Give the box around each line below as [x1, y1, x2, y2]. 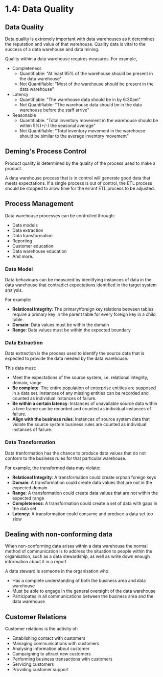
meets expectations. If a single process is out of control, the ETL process [5, 180, 153, 186]
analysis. [5, 287, 23, 293]
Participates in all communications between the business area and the [12, 593, 154, 599]
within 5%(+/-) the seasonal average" [19, 123, 96, 128]
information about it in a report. [5, 559, 68, 565]
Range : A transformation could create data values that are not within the [12, 490, 158, 496]
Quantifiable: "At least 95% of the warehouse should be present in [19, 71, 153, 76]
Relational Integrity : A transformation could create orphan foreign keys [12, 474, 157, 480]
